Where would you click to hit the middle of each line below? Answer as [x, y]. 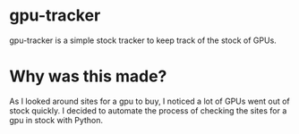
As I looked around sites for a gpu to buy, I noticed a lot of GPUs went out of [150, 101]
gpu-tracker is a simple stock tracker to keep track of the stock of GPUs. [143, 40]
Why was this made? [88, 76]
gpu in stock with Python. [56, 120]
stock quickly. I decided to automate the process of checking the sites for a [148, 110]
